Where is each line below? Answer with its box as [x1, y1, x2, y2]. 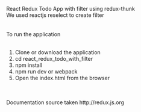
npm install [14, 61, 43, 69]
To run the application [6, 31, 61, 38]
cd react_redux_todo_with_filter [14, 55, 93, 62]
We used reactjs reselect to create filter [6, 11, 104, 19]
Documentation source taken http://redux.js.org [6, 99, 125, 106]
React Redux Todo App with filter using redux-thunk [6, 5, 136, 12]
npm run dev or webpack [14, 68, 78, 75]
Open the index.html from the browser [14, 75, 110, 81]
